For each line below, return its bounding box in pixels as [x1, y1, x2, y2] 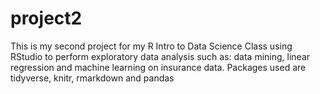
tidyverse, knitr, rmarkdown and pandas [10, 72, 175, 84]
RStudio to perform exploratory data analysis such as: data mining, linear [10, 50, 311, 62]
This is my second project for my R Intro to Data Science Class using [10, 40, 293, 52]
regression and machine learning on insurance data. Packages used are [10, 61, 307, 73]
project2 [10, 7, 83, 30]
